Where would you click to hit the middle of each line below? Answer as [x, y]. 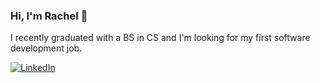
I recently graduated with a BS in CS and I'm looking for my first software [160, 38]
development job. [46, 48]
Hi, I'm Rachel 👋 [49, 16]
